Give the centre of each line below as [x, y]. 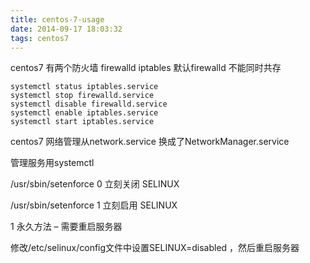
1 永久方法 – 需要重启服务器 [66, 227]
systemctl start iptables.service [82, 122]
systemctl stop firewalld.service [82, 96]
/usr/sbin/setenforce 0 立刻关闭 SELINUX [95, 184]
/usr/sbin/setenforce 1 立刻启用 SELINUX [94, 205]
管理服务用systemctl [52, 163]
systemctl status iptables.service [84, 87]
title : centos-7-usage [57, 19]
